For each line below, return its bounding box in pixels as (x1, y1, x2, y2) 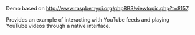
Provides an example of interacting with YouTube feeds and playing (6, 16, 170, 23)
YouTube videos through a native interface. (6, 23, 111, 29)
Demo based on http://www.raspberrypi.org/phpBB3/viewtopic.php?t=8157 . (6, 5, 190, 12)
